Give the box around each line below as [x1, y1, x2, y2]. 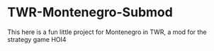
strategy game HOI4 [7, 35, 67, 43]
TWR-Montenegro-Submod [7, 4, 174, 21]
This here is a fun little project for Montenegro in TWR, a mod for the [7, 28, 207, 36]
